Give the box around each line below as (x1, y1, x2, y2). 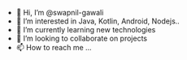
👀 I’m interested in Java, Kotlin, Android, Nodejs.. (15, 16, 180, 26)
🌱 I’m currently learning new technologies (15, 25, 156, 34)
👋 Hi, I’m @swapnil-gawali (15, 8, 104, 17)
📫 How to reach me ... (15, 43, 92, 52)
